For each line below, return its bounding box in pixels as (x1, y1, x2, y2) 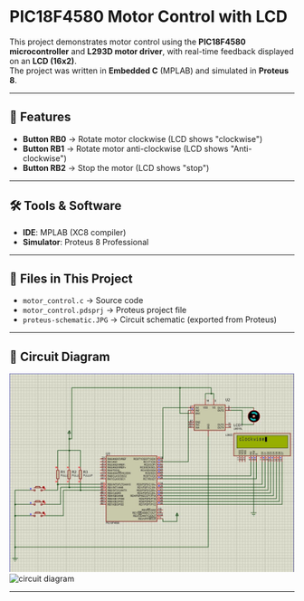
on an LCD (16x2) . (9, 55, 77, 66)
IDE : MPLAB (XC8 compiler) (22, 226, 127, 237)
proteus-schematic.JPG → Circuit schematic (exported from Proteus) (22, 314, 278, 325)
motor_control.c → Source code (22, 295, 144, 306)
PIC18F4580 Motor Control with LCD (9, 6, 288, 27)
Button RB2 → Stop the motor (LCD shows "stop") (22, 162, 210, 173)
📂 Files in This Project (9, 271, 133, 286)
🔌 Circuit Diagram (9, 348, 110, 364)
